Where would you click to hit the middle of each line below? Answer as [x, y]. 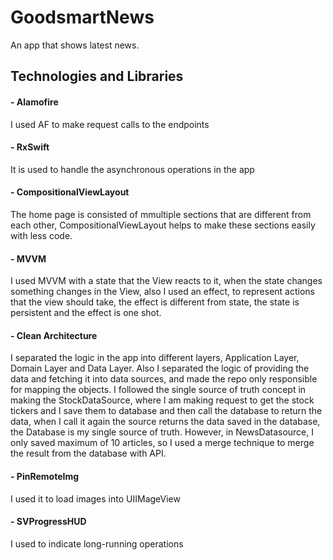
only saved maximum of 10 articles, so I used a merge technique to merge [162, 443]
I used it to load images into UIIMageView [95, 498]
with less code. [41, 235]
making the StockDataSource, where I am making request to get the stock [162, 400]
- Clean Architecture [54, 335]
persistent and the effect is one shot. [86, 313]
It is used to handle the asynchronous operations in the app [132, 169]
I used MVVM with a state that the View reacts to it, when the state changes [166, 281]
